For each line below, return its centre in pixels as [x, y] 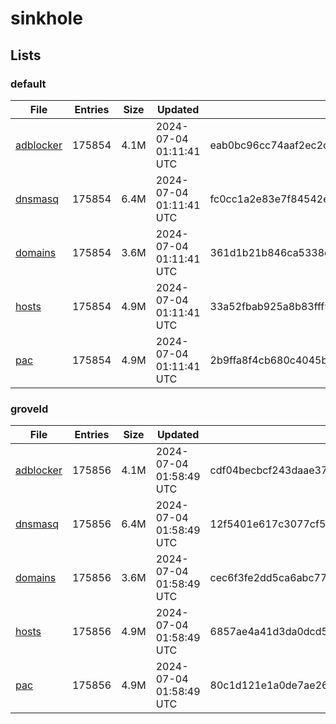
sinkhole [46, 18]
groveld [29, 409]
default [28, 84]
